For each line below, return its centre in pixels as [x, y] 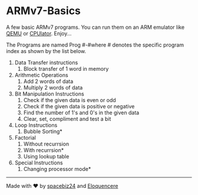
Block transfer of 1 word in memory [66, 68]
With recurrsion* [44, 150]
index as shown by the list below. [46, 51]
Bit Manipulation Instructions [49, 94]
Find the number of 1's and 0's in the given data [81, 113]
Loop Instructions [36, 125]
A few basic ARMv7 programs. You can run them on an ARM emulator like [95, 27]
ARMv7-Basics [44, 11]
